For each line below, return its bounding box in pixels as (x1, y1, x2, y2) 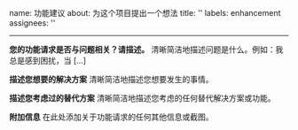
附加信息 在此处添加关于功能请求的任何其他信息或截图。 (9, 111, 214, 122)
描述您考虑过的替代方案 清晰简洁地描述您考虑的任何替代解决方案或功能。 (9, 93, 276, 103)
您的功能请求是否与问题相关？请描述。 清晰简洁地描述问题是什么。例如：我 (9, 44, 284, 55)
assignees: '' (9, 18, 56, 28)
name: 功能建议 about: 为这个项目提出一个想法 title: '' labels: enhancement (9, 8, 281, 18)
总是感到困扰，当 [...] (9, 56, 87, 65)
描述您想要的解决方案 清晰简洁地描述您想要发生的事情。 (9, 74, 214, 84)
